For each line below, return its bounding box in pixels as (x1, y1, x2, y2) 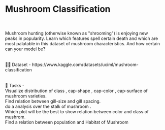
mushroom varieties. (5, 93, 47, 99)
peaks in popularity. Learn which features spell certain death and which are (5, 35, 158, 41)
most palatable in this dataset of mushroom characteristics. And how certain (5, 40, 160, 46)
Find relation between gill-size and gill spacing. (5, 98, 101, 104)
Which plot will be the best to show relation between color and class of (5, 108, 149, 114)
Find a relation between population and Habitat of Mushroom (5, 119, 129, 125)
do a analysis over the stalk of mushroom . (5, 103, 91, 109)
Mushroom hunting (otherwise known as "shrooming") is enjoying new (5, 30, 148, 36)
